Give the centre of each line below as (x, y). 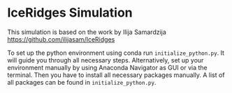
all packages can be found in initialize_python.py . (82, 82)
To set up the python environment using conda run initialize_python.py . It (116, 53)
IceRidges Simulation (70, 13)
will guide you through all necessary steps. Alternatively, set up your (106, 60)
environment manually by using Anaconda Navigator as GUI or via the (107, 67)
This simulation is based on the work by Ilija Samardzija (87, 32)
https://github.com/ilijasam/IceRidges (61, 39)
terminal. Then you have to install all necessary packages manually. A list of (116, 75)
